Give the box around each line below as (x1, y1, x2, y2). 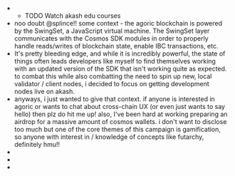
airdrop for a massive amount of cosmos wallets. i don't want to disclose (14, 118, 227, 125)
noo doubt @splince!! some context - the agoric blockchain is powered (14, 19, 223, 27)
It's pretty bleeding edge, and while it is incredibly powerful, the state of (14, 49, 226, 58)
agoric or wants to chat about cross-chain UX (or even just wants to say (14, 103, 226, 110)
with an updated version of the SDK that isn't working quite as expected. (14, 65, 227, 73)
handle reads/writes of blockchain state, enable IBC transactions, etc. (14, 42, 219, 50)
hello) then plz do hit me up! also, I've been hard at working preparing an (14, 110, 228, 118)
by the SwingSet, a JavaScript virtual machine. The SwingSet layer (14, 26, 210, 35)
